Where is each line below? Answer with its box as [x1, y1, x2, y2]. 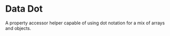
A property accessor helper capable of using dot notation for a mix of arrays [5, 20, 165, 26]
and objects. [5, 25, 31, 31]
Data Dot [5, 3, 43, 15]
